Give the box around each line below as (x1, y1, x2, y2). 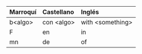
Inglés (81, 8, 100, 16)
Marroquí (9, 8, 37, 16)
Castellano (42, 8, 75, 16)
